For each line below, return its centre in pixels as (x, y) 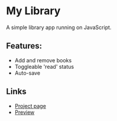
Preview (25, 112)
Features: (24, 46)
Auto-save (27, 73)
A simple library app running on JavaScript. (59, 27)
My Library (33, 11)
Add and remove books (43, 60)
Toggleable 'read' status (44, 66)
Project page (30, 106)
